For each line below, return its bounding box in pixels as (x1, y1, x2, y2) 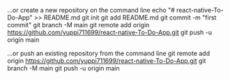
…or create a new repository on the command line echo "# (7, 6, 176, 14)
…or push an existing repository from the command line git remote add (7, 49, 210, 57)
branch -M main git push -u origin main (7, 64, 120, 72)
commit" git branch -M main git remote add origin (7, 21, 150, 29)
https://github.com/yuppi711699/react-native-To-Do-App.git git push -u (7, 28, 213, 36)
